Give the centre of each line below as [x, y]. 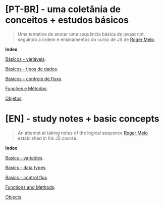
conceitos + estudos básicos [67, 20]
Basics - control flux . [27, 177]
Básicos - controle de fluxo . [34, 78]
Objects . [14, 197]
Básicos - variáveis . [26, 59]
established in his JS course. [47, 138]
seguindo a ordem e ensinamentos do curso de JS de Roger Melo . [86, 39]
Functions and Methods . [31, 187]
